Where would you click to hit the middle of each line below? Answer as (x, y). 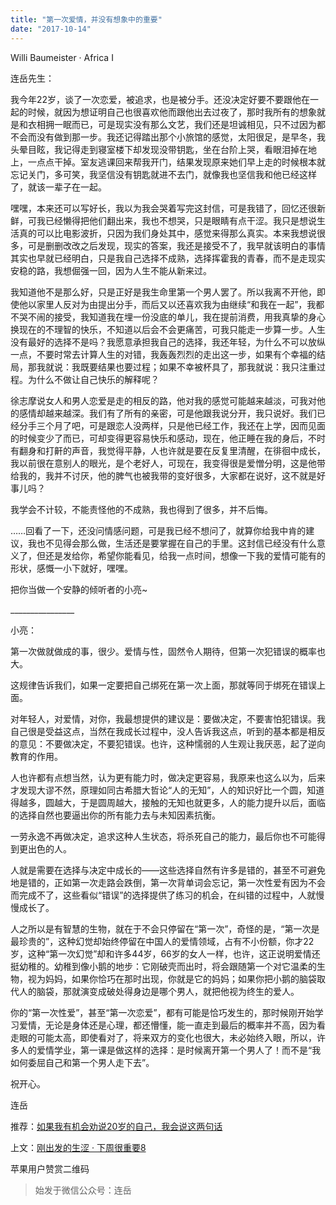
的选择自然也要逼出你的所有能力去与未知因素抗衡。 (115, 815)
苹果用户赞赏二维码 (50, 1168)
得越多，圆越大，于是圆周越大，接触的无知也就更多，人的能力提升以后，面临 (168, 802)
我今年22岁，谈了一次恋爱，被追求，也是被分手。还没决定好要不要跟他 (156, 99)
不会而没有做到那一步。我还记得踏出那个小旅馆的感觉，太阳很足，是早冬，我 (168, 137)
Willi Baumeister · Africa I (62, 57)
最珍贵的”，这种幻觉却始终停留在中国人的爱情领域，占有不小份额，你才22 (162, 941)
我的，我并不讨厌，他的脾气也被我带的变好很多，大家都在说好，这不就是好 (172, 475)
